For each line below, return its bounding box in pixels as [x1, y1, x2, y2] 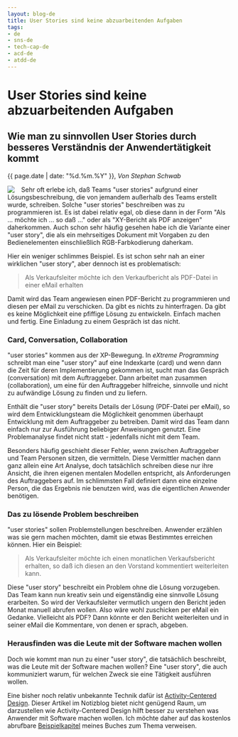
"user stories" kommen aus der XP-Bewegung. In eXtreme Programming [7, 351, 219, 359]
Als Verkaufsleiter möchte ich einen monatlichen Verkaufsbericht [24, 555, 215, 563]
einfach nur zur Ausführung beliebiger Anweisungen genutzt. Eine [7, 425, 201, 434]
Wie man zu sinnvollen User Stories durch [7, 131, 197, 143]
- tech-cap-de [7, 43, 50, 50]
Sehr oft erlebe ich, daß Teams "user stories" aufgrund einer [21, 185, 199, 194]
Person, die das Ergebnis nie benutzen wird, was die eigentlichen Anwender [7, 484, 230, 493]
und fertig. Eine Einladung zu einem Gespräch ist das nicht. [7, 317, 180, 325]
